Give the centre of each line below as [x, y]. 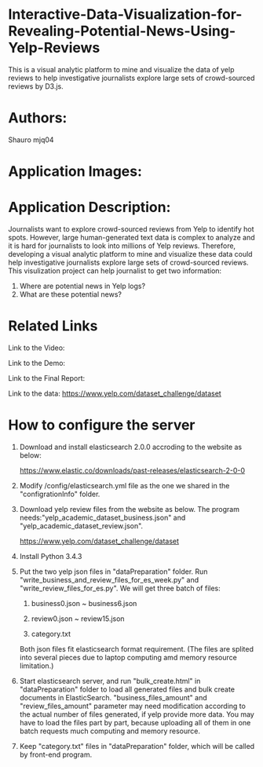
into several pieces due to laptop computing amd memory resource [128, 657]
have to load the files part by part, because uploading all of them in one [135, 722]
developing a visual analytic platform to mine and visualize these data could [130, 254]
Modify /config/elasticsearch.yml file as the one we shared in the [124, 485]
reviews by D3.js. [36, 86]
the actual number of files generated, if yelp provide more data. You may [137, 714]
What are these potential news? [70, 294]
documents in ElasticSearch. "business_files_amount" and [113, 697]
